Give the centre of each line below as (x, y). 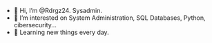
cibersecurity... (35, 25)
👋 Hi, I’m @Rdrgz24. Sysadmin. (58, 11)
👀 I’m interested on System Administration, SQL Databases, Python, (109, 18)
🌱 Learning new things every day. (61, 32)
